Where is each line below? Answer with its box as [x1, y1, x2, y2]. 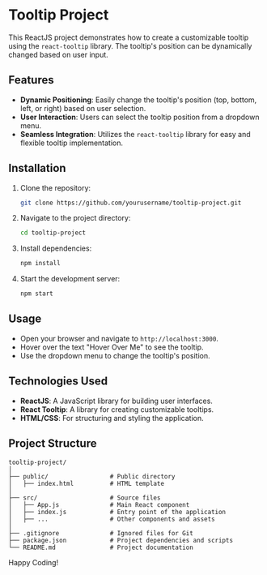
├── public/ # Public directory [8, 472, 176, 480]
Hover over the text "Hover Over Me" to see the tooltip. [19, 342, 204, 352]
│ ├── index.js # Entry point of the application [8, 508, 227, 516]
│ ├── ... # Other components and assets [8, 515, 216, 523]
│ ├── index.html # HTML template [8, 479, 164, 487]
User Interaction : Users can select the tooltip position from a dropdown [19, 112, 260, 122]
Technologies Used [8, 375, 108, 388]
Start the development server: [19, 274, 121, 284]
